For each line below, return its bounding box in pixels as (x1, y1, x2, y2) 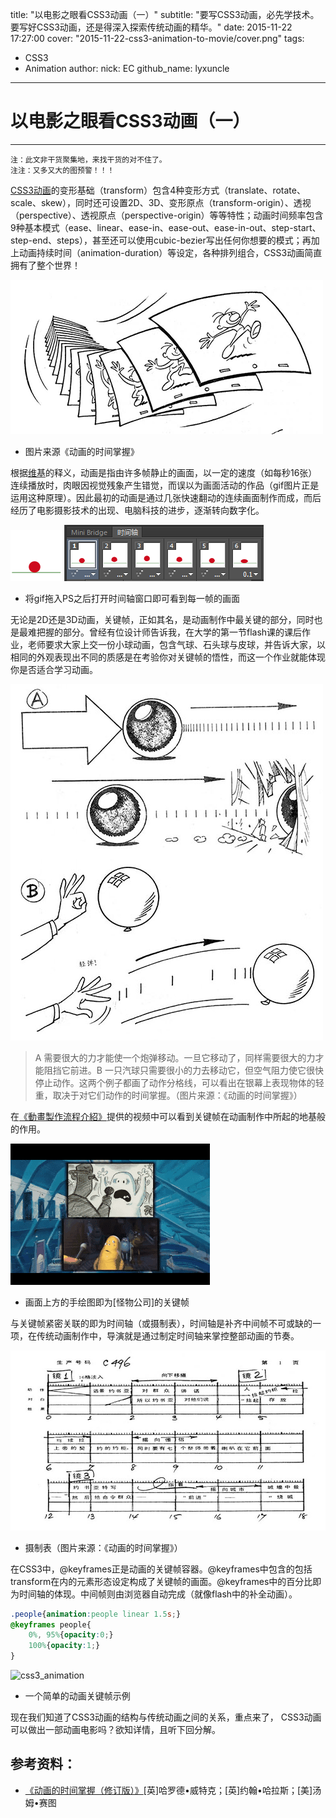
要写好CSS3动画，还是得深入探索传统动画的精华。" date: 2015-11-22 (10, 21, 293, 33)
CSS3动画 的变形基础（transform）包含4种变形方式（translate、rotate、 (10, 184, 306, 196)
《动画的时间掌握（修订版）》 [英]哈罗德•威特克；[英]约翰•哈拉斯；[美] (24, 1784, 313, 1796)
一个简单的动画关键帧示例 (24, 1690, 131, 1702)
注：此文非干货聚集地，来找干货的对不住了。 (10, 154, 167, 165)
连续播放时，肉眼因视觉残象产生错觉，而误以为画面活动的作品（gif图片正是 (10, 479, 320, 491)
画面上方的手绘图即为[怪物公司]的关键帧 (24, 1296, 190, 1308)
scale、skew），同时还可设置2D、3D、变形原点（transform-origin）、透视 (10, 196, 312, 208)
